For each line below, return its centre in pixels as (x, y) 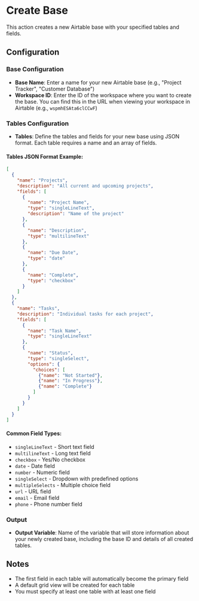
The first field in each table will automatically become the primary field (102, 578)
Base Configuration (35, 70)
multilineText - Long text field (53, 453)
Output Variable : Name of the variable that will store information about (102, 532)
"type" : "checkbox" (52, 280)
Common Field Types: (34, 433)
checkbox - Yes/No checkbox (50, 460)
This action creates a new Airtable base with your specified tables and (93, 27)
